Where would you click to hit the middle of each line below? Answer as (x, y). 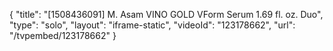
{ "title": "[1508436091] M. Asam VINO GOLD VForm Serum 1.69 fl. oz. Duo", (166, 14)
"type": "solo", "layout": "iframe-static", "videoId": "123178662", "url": (152, 25)
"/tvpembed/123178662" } (63, 35)
